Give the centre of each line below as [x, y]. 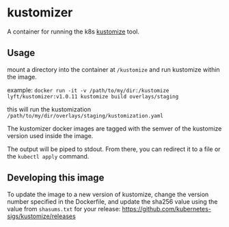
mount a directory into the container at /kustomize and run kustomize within [113, 69]
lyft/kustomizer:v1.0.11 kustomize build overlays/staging [93, 96]
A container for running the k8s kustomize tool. [73, 31]
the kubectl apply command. [48, 156]
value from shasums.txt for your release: [64, 209]
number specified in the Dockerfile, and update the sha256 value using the [112, 201]
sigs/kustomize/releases [42, 216]
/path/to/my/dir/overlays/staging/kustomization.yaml [85, 116]
